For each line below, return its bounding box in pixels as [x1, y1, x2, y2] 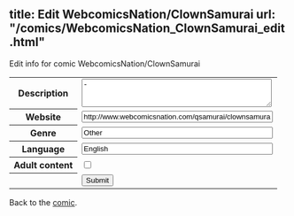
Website [25, 111, 62, 123]
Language [21, 143, 65, 156]
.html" [9, 35, 46, 50]
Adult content [13, 159, 73, 172]
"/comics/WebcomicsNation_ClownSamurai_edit [9, 21, 285, 36]
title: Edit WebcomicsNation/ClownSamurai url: [9, 7, 276, 22]
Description [18, 88, 69, 100]
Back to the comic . [9, 197, 78, 207]
